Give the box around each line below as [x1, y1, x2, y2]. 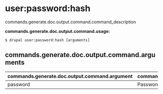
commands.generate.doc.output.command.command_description [5, 19, 136, 25]
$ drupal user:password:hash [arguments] [5, 37, 90, 43]
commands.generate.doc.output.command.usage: [5, 28, 110, 34]
